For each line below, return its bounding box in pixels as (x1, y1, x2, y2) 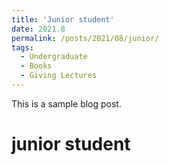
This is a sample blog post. (11, 97, 122, 110)
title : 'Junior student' (11, 14, 115, 25)
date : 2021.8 (11, 24, 66, 34)
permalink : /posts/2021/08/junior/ (11, 33, 160, 43)
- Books (20, 61, 53, 71)
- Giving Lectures (20, 71, 98, 81)
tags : (11, 42, 34, 53)
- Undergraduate (20, 52, 88, 62)
